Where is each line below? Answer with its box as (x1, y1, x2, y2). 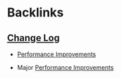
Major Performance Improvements (16, 64, 114, 71)
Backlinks (7, 5, 64, 21)
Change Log (7, 32, 60, 44)
